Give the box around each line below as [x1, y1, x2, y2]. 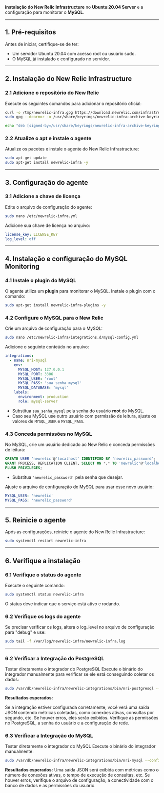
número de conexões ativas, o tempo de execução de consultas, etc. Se [5, 772, 150, 778]
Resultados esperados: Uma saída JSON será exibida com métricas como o [5, 767, 159, 773]
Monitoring [5, 262, 40, 271]
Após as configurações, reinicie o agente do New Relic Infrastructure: [5, 529, 145, 535]
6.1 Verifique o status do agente [5, 571, 82, 578]
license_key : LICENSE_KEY [5, 232, 58, 237]
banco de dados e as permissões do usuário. [5, 783, 96, 789]
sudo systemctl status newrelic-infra [5, 592, 84, 597]
